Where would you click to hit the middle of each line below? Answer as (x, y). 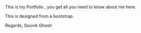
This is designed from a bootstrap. (39, 16)
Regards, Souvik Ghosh (28, 25)
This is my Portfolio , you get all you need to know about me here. (71, 7)
